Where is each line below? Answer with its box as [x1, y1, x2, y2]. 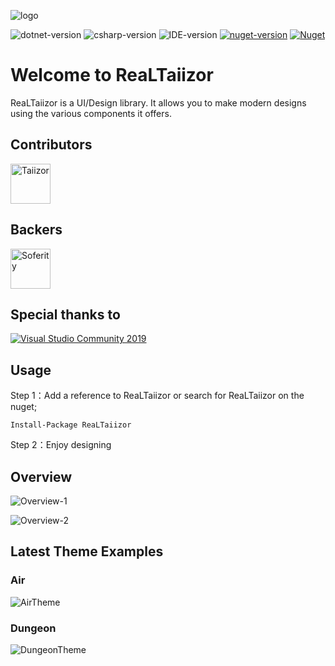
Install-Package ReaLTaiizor [10, 420, 132, 430]
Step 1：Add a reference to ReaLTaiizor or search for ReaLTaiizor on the [10, 390, 305, 402]
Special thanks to [10, 306, 121, 323]
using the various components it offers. [10, 107, 172, 119]
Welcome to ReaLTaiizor [10, 64, 214, 87]
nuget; [10, 401, 38, 413]
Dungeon [10, 621, 57, 635]
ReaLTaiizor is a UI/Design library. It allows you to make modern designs [10, 96, 307, 109]
